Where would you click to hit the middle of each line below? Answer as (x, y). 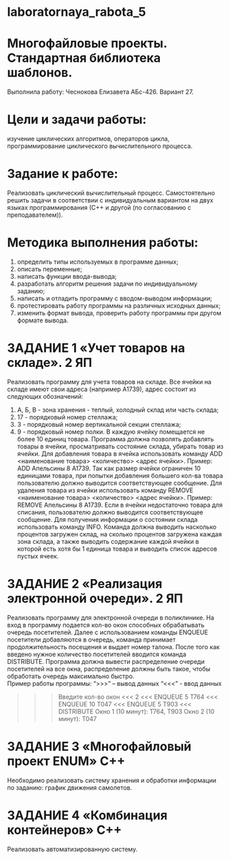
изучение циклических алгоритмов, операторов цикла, (88, 139)
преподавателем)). (35, 215)
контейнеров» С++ (65, 830)
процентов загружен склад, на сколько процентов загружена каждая (119, 534)
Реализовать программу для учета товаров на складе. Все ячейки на (109, 381)
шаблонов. (40, 73)
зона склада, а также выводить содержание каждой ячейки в (108, 541)
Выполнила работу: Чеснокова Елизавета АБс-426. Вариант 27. (101, 92)
